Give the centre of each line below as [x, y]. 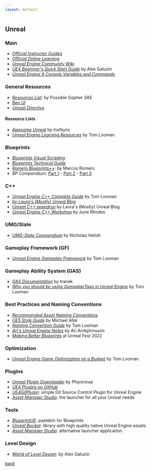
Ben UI [19, 102]
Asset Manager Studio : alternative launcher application [67, 431]
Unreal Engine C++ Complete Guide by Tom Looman [64, 197]
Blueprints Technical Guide [39, 163]
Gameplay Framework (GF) [37, 248]
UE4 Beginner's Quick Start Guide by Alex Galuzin [62, 69]
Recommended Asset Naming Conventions [55, 315]
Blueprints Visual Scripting [38, 158]
